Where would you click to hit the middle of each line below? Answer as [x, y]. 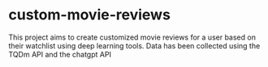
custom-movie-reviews [89, 15]
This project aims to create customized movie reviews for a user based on [132, 37]
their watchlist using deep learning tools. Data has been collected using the [134, 45]
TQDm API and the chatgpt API [60, 54]
